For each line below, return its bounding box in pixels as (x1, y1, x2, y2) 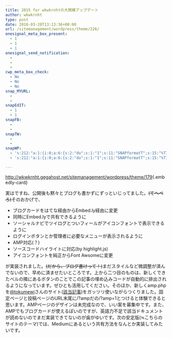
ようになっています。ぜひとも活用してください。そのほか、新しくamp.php (9, 282, 166, 288)
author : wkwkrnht (5, 12, 42, 17)
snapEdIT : (5, 103, 27, 108)
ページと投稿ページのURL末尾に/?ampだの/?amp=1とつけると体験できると (9, 295, 166, 301)
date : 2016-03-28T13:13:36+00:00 (5, 22, 77, 27)
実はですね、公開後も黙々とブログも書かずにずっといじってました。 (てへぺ (5, 190, 164, 196)
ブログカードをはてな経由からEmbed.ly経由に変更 (12, 207, 118, 213)
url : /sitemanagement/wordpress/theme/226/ (5, 27, 100, 32)
